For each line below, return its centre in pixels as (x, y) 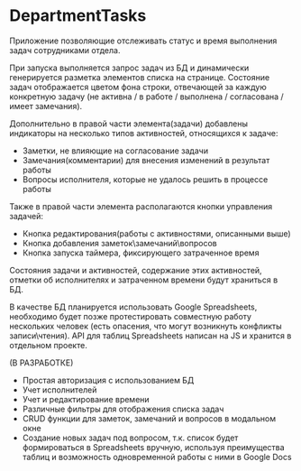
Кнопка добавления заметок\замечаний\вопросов (120, 243)
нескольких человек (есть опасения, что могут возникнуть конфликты (146, 326)
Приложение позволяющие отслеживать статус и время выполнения (143, 41)
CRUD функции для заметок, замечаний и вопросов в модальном (149, 418)
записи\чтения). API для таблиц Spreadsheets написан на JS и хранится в (150, 336)
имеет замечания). (46, 106)
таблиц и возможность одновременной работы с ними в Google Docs (157, 457)
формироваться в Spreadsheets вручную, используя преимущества (154, 447)
